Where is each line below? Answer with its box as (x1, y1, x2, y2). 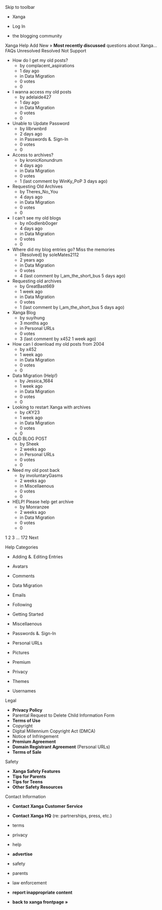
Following (12, 602, 32, 607)
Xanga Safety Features (12, 769, 61, 774)
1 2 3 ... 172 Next (5, 535, 39, 541)
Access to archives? (12, 152, 53, 158)
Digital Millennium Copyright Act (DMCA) (12, 728, 96, 734)
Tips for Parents (12, 773, 46, 779)
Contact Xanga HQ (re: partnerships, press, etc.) (12, 813, 112, 819)
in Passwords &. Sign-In (19, 136, 68, 142)
